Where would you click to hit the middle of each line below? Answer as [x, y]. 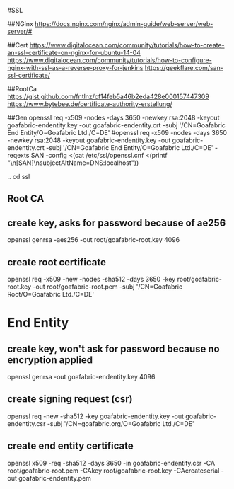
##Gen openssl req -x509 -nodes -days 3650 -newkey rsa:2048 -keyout [113, 117]
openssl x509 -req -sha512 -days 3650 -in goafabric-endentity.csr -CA [111, 463]
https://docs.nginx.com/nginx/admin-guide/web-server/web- [124, 24]
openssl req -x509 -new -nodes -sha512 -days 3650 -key [92, 280]
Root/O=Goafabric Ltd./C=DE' [51, 294]
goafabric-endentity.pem [55, 478]
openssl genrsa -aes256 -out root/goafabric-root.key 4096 [94, 240]
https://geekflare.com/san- [184, 68]
